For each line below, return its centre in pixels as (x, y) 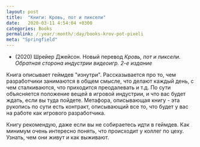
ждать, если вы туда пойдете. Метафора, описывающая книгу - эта (93, 100)
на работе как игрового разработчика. (56, 113)
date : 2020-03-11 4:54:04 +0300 (50, 23)
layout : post (23, 12)
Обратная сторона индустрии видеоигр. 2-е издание (83, 63)
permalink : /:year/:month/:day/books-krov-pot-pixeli (75, 34)
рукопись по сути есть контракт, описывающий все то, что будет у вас (97, 106)
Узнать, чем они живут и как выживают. (58, 137)
